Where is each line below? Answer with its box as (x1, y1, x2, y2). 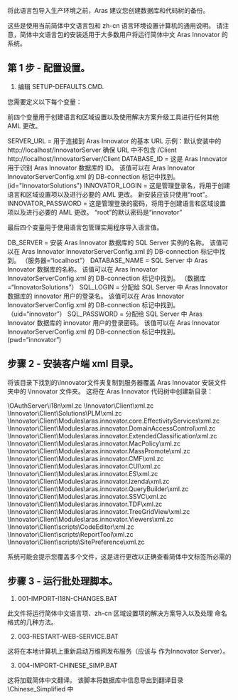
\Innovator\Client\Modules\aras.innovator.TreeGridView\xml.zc (7, 507, 190, 515)
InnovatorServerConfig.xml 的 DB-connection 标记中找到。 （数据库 (7, 274, 206, 282)
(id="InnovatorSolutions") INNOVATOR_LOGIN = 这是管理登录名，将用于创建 (7, 181, 231, 190)
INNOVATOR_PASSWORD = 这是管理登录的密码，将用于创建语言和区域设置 (7, 199, 226, 207)
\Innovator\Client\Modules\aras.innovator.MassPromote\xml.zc (7, 446, 190, 455)
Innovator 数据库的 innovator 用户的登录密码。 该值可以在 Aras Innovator (7, 318, 220, 326)
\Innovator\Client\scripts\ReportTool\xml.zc (7, 530, 134, 538)
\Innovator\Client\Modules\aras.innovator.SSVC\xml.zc (7, 492, 167, 500)
